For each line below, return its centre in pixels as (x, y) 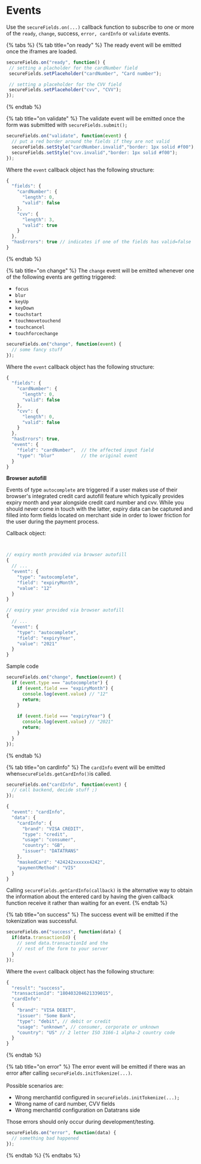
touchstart (28, 314)
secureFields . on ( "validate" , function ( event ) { (67, 136)
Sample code (22, 667)
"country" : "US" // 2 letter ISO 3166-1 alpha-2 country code (96, 1032)
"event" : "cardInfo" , (39, 812)
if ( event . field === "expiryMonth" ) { (65, 688)
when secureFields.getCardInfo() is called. (59, 773)
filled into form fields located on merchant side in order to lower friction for (98, 515)
